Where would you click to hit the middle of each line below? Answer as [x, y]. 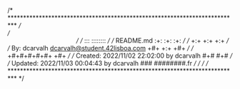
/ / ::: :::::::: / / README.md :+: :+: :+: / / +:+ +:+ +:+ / [152, 41]
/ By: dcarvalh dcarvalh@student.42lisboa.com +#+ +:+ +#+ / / [101, 48]
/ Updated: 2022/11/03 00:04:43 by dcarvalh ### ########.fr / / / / [108, 63]
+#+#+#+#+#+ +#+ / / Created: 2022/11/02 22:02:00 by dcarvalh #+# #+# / [120, 56]
